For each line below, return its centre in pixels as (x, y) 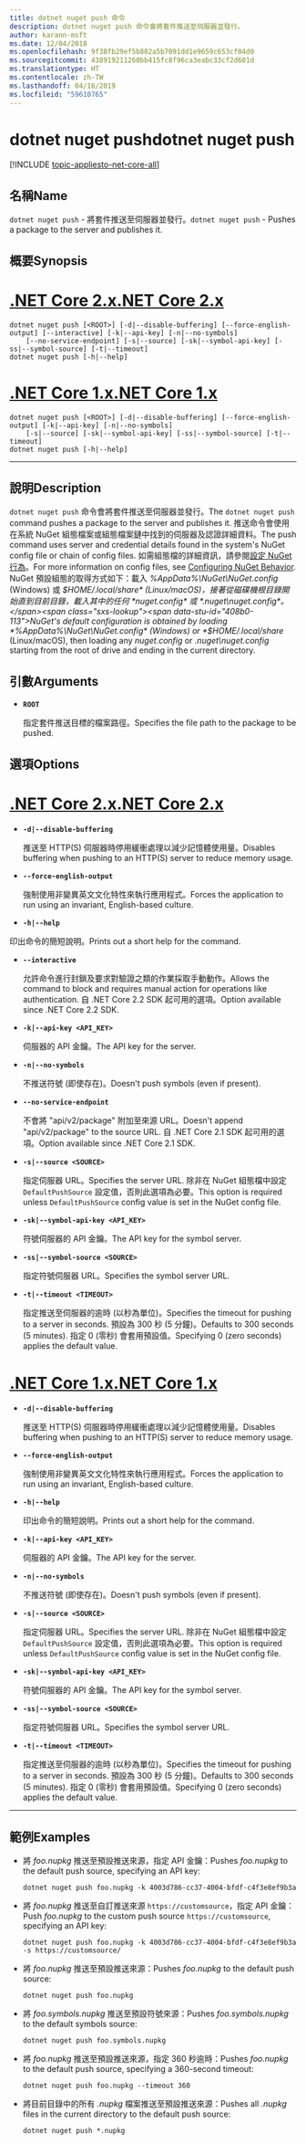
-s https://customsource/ (71, 1950)
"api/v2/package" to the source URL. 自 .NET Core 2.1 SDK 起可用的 (150, 1132)
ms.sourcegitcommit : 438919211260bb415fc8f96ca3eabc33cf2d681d (132, 60)
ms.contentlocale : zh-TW (56, 78)
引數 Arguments (54, 681)
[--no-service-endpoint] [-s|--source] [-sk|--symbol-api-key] (148, 341)
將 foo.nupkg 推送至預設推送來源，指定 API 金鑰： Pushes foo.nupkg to (155, 1861)
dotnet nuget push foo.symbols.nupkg (94, 2041)
